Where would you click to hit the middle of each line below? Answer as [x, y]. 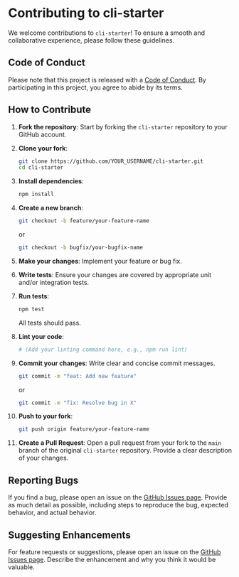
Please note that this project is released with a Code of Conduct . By [107, 80]
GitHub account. [42, 134]
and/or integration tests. [54, 282]
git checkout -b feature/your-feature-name [84, 221]
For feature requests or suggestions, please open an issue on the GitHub [115, 551]
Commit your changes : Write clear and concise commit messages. [117, 363]
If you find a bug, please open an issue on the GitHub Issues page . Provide [118, 497]
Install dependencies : [51, 181]
